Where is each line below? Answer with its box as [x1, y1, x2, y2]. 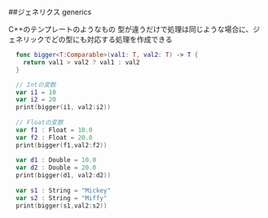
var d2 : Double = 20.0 [15, 163, 96, 172]
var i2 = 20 [15, 96, 57, 104]
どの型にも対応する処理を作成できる [51, 35, 173, 44]
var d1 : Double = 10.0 [15, 156, 96, 164]
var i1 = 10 [15, 88, 57, 96]
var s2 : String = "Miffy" [15, 194, 108, 202]
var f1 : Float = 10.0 [15, 125, 93, 134]
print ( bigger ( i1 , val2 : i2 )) [15, 103, 112, 111]
